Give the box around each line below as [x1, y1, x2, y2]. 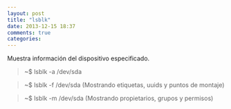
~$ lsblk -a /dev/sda [24, 68, 82, 76]
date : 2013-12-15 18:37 [7, 23, 76, 29]
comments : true [7, 29, 51, 36]
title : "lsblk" [7, 16, 51, 23]
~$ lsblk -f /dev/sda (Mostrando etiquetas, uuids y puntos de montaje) [24, 81, 225, 89]
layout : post [7, 10, 45, 17]
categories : [7, 36, 41, 43]
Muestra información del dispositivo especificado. [7, 54, 150, 62]
